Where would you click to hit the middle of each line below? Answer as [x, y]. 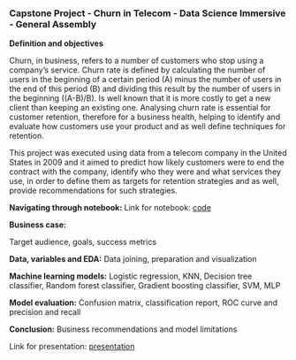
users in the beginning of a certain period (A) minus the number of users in [145, 80]
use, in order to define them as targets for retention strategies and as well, [144, 181]
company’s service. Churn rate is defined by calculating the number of [137, 70]
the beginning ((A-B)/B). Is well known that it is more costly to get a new [140, 98]
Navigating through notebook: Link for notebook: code [110, 208]
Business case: [38, 225]
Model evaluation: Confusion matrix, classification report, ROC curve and [144, 303]
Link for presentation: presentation [72, 347]
